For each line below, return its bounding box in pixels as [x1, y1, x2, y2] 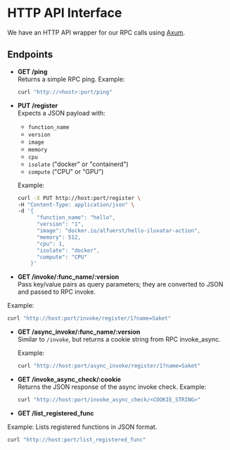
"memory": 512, [36, 234, 81, 241]
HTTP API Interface [7, 5, 122, 21]
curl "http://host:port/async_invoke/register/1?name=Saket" [17, 363, 201, 370]
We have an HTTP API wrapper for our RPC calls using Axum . [7, 28, 185, 37]
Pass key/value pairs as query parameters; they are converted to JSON [17, 280, 224, 289]
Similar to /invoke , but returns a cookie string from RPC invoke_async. [17, 335, 221, 344]
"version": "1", [36, 220, 84, 228]
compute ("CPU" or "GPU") [27, 167, 104, 175]
